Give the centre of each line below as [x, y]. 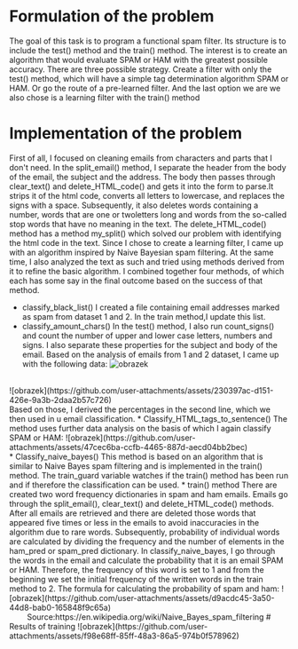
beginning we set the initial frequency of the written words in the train [136, 579]
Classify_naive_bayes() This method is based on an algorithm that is [139, 456]
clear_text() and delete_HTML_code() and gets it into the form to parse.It [141, 186]
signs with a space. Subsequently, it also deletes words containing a [134, 205]
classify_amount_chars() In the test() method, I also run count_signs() [148, 326]
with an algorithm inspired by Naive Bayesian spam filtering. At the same [141, 252]
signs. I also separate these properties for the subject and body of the [149, 344]
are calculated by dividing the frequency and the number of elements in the [147, 541]
